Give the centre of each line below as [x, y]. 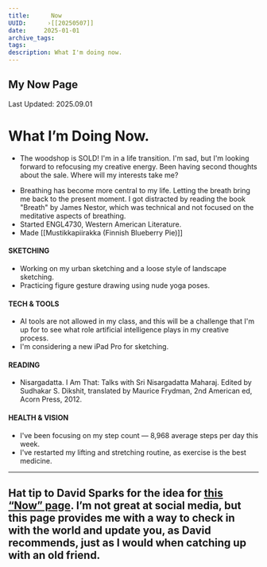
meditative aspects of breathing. [73, 216]
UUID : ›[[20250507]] [51, 23]
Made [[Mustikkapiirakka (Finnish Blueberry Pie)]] [101, 232]
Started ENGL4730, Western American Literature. [101, 224]
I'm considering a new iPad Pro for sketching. [94, 347]
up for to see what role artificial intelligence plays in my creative [124, 330]
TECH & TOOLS [34, 304]
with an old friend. [54, 555]
